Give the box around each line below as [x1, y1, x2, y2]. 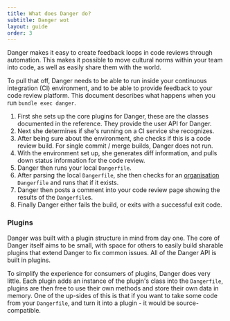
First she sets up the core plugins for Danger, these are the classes [17, 112, 209, 121]
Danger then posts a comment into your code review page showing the [17, 186, 220, 194]
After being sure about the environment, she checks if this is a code [17, 135, 211, 143]
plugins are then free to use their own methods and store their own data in [7, 284, 220, 292]
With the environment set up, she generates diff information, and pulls [17, 149, 218, 157]
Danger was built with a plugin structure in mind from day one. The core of [7, 234, 220, 242]
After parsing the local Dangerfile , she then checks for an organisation [17, 171, 220, 180]
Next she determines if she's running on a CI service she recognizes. [17, 127, 215, 135]
